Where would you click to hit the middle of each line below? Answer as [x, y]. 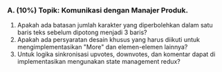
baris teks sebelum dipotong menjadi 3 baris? [82, 32]
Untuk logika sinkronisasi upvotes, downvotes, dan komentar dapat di [116, 54]
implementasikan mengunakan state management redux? [99, 62]
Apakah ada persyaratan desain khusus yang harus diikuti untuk [109, 40]
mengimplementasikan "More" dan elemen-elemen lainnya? [102, 47]
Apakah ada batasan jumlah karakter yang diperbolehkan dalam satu [115, 25]
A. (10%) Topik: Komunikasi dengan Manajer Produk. [98, 10]
